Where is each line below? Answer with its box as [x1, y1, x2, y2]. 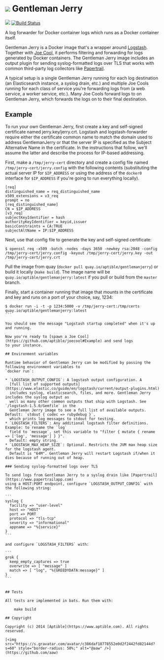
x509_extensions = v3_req [5, 193, 58, 198]
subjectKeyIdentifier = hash [5, 215, 65, 220]
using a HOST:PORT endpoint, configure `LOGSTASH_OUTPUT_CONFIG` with [5, 481, 153, 486]
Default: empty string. [9, 438, 58, 443]
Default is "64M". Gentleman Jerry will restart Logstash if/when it [9, 451, 155, 456]
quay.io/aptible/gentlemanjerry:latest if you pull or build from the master [5, 274, 158, 280]
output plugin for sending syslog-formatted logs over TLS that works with [5, 60, 154, 66]
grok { [5, 555, 19, 560]
